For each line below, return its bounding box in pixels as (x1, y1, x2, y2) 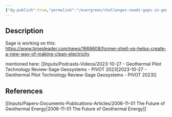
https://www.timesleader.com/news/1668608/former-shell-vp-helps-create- (5, 46, 166, 52)
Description (5, 27, 44, 35)
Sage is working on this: (5, 40, 56, 46)
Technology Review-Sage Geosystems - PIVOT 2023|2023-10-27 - (5, 66, 147, 72)
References (5, 87, 43, 95)
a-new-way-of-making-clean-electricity (5, 51, 90, 57)
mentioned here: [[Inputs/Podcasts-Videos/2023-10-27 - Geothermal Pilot (5, 61, 161, 67)
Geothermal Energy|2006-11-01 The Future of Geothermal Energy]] (5, 106, 147, 112)
